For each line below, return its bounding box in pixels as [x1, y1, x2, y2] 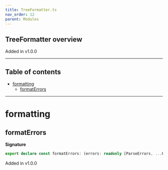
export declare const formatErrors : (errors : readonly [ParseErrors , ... [5, 151, 162, 156]
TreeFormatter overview [5, 35, 82, 43]
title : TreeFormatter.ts [5, 7, 57, 12]
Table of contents [5, 67, 61, 76]
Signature [5, 141, 26, 147]
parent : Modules [5, 16, 39, 21]
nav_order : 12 [5, 12, 35, 17]
